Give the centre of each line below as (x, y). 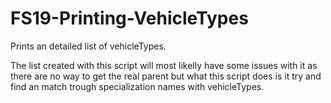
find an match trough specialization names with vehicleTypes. (137, 86)
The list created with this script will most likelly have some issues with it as (164, 65)
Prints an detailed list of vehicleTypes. (88, 46)
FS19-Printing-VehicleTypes (129, 18)
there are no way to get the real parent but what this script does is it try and (166, 76)
